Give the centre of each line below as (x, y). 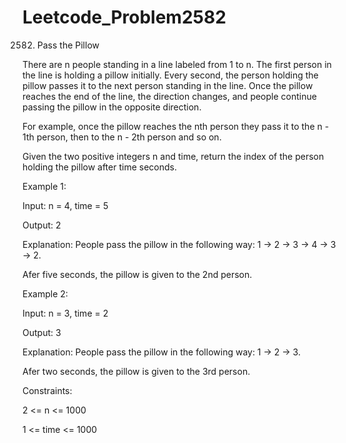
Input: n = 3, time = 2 (65, 313)
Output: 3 (42, 332)
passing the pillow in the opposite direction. (112, 107)
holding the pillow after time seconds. (99, 167)
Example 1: (44, 186)
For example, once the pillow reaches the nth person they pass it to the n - (176, 126)
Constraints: (47, 390)
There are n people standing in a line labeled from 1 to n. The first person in (177, 64)
